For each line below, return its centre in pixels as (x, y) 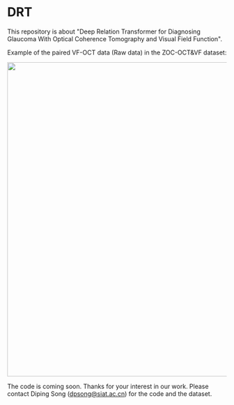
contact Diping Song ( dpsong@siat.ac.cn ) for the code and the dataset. (110, 393)
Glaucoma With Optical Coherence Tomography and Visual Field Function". (115, 38)
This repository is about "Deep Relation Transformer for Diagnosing (104, 31)
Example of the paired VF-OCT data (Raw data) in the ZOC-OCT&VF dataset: (117, 52)
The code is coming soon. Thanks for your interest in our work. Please (108, 386)
